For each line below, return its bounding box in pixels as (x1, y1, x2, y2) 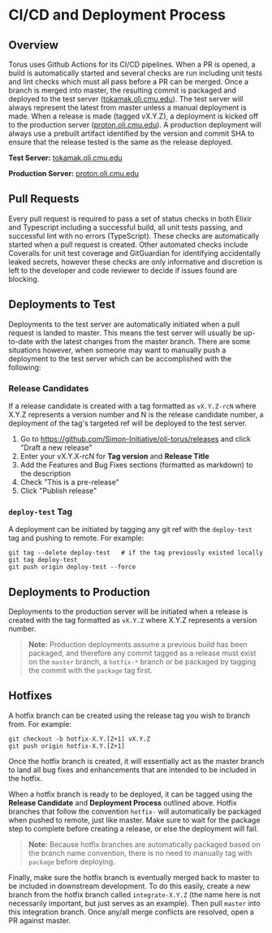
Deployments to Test (8, 298, 116, 312)
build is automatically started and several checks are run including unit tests (8, 68, 262, 78)
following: (8, 362, 41, 372)
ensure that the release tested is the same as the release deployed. (8, 137, 233, 147)
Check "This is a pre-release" (19, 477, 119, 486)
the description (19, 469, 71, 478)
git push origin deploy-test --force (8, 563, 136, 572)
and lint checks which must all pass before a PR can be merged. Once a (8, 77, 249, 86)
